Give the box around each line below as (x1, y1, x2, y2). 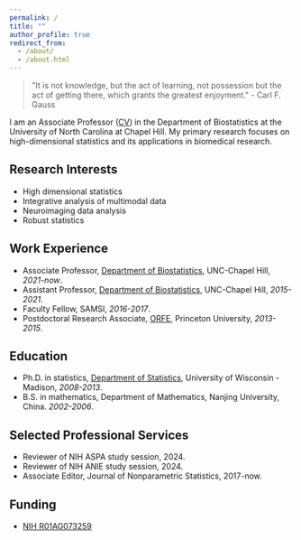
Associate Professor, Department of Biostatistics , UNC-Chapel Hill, (22, 265, 271, 275)
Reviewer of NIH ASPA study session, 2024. (22, 452, 186, 462)
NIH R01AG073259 (22, 521, 93, 532)
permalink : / (9, 13, 59, 23)
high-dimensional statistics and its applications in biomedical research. (9, 136, 273, 146)
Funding (9, 497, 57, 512)
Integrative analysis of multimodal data (22, 195, 167, 206)
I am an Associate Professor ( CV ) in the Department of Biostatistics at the (9, 116, 282, 127)
